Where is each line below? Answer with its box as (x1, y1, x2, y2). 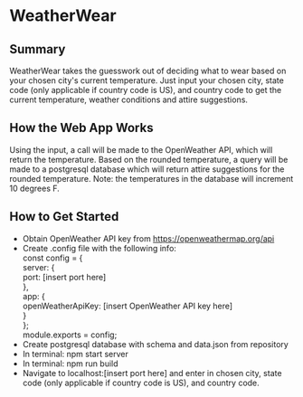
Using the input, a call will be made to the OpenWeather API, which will (9, 144, 273, 155)
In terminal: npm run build (22, 358, 119, 369)
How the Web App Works (9, 120, 154, 136)
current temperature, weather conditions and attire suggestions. (9, 94, 249, 105)
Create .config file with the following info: (22, 242, 176, 253)
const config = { (22, 252, 83, 263)
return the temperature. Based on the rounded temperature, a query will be (9, 154, 289, 165)
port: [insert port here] (22, 271, 107, 282)
